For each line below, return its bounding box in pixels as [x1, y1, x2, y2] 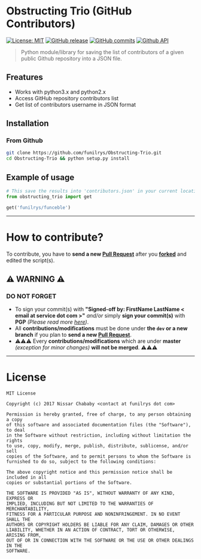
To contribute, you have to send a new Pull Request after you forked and [6, 250, 187, 258]
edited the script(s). [6, 256, 55, 264]
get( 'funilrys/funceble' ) [6, 204, 71, 211]
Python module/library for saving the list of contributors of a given [20, 48, 184, 55]
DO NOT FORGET [6, 292, 57, 300]
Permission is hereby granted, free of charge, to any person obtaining [6, 411, 191, 418]
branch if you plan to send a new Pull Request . [14, 331, 132, 339]
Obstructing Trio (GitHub [6, 4, 132, 18]
